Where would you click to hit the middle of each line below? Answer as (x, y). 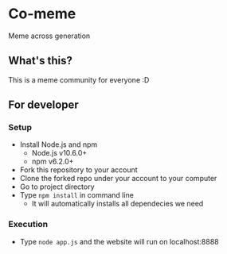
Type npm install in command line (76, 195)
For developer (44, 105)
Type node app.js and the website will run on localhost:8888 (119, 241)
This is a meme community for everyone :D (79, 79)
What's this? (41, 61)
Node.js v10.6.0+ (59, 153)
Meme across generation (49, 36)
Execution (28, 225)
